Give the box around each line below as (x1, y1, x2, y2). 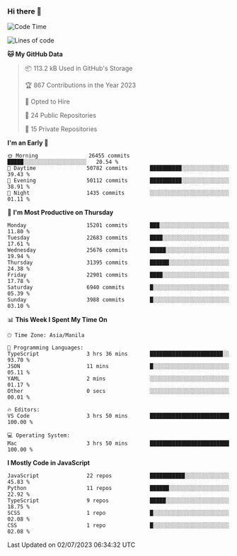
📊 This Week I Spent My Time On (7, 316, 108, 324)
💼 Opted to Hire (24, 97, 71, 106)
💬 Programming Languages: (7, 344, 83, 352)
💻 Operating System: (7, 432, 71, 439)
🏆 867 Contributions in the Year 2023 (24, 81, 137, 89)
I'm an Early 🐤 (7, 138, 49, 148)
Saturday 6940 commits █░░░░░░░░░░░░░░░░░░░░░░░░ (7, 284, 230, 291)
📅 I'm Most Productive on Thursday (7, 208, 114, 217)
